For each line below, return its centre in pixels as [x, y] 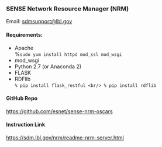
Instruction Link [26, 125]
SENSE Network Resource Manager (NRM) [68, 9]
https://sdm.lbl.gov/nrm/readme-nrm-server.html [65, 137]
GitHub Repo [22, 99]
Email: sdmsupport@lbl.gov [39, 22]
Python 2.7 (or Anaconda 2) [48, 66]
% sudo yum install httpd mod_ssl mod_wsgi [68, 54]
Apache [24, 48]
